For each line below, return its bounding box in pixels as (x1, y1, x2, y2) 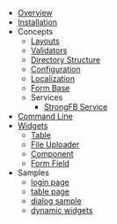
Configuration (30, 64, 81, 74)
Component (30, 149, 74, 158)
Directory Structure (30, 55, 101, 65)
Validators (30, 45, 68, 56)
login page (30, 177, 69, 187)
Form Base (30, 83, 70, 93)
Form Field (30, 158, 70, 168)
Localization (30, 73, 75, 83)
